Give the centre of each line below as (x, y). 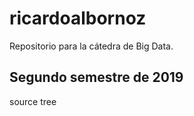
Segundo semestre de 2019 (96, 77)
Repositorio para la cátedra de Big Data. (91, 46)
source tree (33, 101)
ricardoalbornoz (78, 18)
